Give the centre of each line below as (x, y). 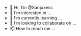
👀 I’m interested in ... (30, 13)
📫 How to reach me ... (32, 28)
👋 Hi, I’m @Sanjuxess (31, 8)
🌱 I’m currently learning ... (36, 18)
